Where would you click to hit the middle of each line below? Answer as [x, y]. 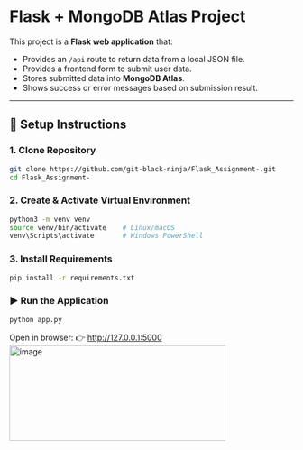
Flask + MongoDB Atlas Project [128, 17]
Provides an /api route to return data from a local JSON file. [133, 59]
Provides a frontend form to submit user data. [107, 69]
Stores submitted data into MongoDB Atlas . [103, 78]
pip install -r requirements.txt [72, 278]
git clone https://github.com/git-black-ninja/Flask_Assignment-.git [143, 169]
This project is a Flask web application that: [91, 41]
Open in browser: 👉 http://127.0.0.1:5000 [86, 337]
